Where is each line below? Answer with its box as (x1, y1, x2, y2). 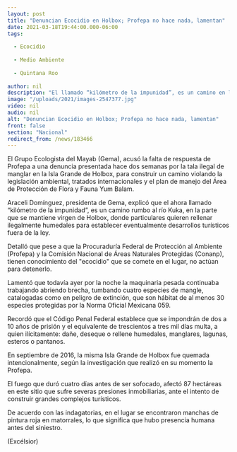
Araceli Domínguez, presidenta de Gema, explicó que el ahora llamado (7, 199, 212, 207)
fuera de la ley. (7, 228, 51, 237)
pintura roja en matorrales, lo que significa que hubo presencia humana (7, 416, 215, 424)
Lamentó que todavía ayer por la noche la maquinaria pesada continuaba (7, 279, 219, 287)
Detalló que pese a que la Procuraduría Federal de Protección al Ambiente (7, 242, 223, 251)
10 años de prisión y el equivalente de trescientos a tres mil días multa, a (7, 323, 218, 331)
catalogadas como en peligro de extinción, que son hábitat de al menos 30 (7, 294, 224, 302)
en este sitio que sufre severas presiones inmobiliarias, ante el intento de (7, 387, 219, 396)
